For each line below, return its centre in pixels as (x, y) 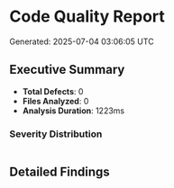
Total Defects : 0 (53, 91)
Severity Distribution (56, 134)
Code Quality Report (87, 17)
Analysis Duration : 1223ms (73, 111)
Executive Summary (67, 70)
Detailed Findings (60, 172)
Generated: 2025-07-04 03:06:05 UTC (82, 41)
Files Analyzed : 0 (55, 101)
